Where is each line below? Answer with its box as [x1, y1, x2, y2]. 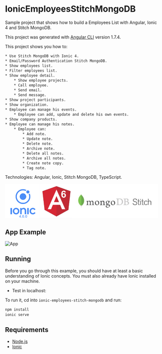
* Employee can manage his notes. [5, 122, 75, 127]
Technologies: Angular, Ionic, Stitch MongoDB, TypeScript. [5, 174, 122, 180]
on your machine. [5, 278, 40, 284]
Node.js [12, 338, 28, 344]
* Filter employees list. [5, 68, 57, 73]
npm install [5, 307, 29, 312]
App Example [5, 228, 46, 236]
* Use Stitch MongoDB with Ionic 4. [5, 54, 79, 58]
